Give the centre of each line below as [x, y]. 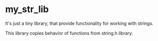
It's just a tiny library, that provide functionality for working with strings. [80, 23]
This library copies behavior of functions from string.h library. [69, 33]
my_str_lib [27, 9]
